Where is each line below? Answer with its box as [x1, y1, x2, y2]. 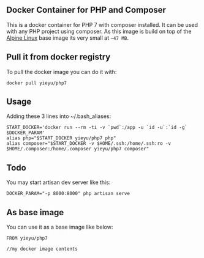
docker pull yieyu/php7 [6, 79, 67, 86]
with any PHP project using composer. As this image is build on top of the [6, 28, 192, 35]
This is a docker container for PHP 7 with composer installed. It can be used [6, 21, 198, 28]
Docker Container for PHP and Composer [6, 5, 167, 15]
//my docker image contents [6, 246, 78, 252]
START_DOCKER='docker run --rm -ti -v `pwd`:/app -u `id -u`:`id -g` [6, 125, 188, 131]
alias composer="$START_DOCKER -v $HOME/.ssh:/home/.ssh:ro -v [6, 141, 172, 147]
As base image [6, 207, 64, 218]
